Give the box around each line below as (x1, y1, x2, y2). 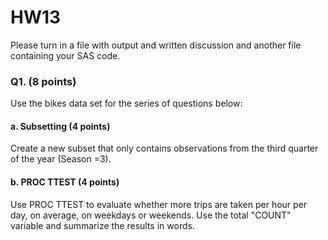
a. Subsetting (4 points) (10, 120, 111, 132)
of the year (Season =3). (10, 153, 112, 165)
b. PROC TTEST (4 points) (10, 176, 120, 188)
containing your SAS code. (10, 49, 121, 61)
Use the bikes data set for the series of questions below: (10, 97, 243, 110)
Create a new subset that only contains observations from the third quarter (10, 142, 319, 155)
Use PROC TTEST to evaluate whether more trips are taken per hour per (10, 198, 308, 210)
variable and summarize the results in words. (10, 219, 195, 231)
